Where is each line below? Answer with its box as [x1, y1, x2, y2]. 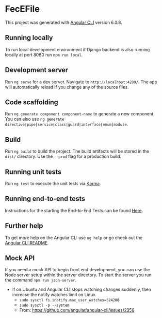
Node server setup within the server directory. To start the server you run [5, 272, 152, 278]
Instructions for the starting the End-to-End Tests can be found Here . [5, 207, 143, 213]
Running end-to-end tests [5, 195, 85, 203]
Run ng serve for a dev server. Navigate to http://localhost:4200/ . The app [5, 79, 158, 85]
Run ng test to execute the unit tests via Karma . [5, 181, 101, 186]
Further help [5, 222, 44, 230]
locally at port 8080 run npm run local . [5, 52, 83, 57]
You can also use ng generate [5, 116, 65, 122]
